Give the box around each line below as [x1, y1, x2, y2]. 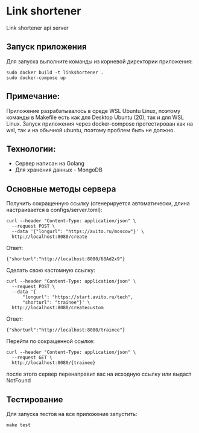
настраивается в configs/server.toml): [6, 207, 103, 214]
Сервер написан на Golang [14, 160, 85, 167]
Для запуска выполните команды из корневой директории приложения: [6, 57, 193, 65]
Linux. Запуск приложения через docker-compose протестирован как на [6, 120, 193, 127]
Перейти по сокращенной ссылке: [6, 338, 95, 345]
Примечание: [6, 91, 60, 101]
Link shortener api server [6, 24, 69, 31]
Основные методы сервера [6, 184, 116, 194]
